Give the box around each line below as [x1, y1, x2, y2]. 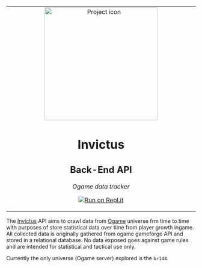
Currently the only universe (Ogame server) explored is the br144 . [6, 255, 169, 262]
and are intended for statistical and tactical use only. [6, 243, 136, 251]
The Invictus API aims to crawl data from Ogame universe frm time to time [6, 217, 189, 225]
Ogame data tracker [72, 182, 130, 191]
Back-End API [70, 164, 132, 176]
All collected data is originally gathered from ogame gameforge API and [6, 230, 183, 237]
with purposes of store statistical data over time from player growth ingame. [6, 224, 194, 231]
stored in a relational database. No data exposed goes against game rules [6, 237, 189, 244]
